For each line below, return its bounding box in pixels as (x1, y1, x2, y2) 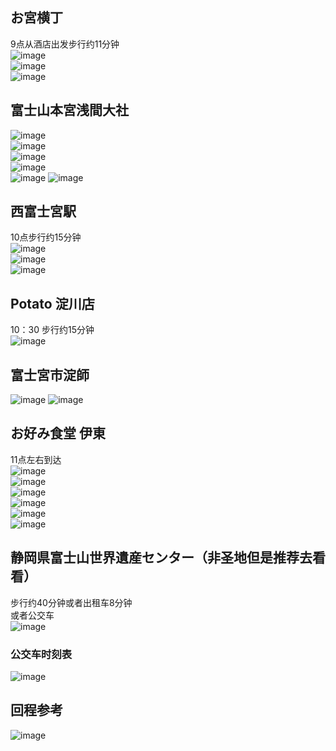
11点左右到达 (10, 453, 62, 465)
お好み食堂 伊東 (10, 425, 106, 442)
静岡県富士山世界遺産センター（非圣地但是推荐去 (10, 549, 313, 567)
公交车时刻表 (10, 647, 73, 661)
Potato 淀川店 (10, 295, 95, 312)
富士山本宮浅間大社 (10, 102, 129, 119)
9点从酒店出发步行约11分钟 (10, 38, 120, 50)
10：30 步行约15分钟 (10, 324, 95, 336)
